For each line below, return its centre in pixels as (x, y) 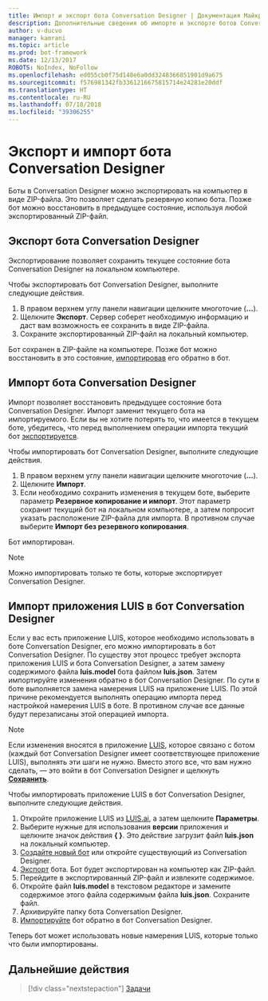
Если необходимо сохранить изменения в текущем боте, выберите (135, 493)
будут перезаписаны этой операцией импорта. (89, 714)
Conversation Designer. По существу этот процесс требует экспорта (124, 655)
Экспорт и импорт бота (90, 152)
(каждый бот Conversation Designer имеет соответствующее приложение (134, 754)
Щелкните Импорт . (53, 484)
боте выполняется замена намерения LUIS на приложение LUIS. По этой (133, 689)
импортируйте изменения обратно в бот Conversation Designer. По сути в (134, 680)
